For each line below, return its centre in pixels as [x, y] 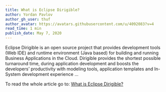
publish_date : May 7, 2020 [33, 33]
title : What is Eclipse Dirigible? [43, 10]
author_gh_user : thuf [28, 19]
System [13, 74]
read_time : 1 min [23, 29]
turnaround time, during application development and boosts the [72, 64]
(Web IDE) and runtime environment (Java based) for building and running [82, 53]
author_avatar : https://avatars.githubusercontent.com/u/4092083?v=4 [80, 24]
